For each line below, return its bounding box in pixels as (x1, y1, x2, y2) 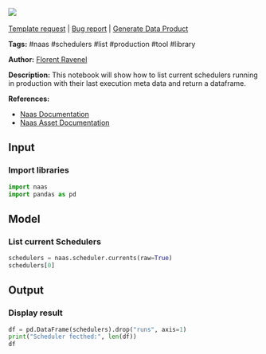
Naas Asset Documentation (19, 118, 110, 127)
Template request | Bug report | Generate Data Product (8, 24, 189, 33)
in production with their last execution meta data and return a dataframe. (8, 79, 247, 88)
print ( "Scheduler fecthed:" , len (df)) (8, 333, 137, 341)
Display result (8, 307, 64, 318)
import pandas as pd (8, 190, 77, 198)
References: (8, 94, 50, 103)
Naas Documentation (19, 110, 90, 119)
